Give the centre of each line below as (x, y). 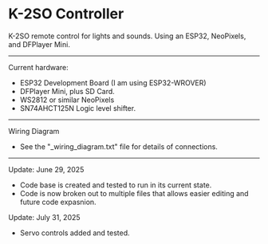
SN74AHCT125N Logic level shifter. (78, 108)
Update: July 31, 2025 (45, 217)
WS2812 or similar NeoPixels (67, 100)
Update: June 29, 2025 (46, 169)
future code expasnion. (58, 202)
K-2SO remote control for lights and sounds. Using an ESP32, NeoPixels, (127, 36)
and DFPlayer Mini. (39, 44)
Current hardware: (39, 67)
